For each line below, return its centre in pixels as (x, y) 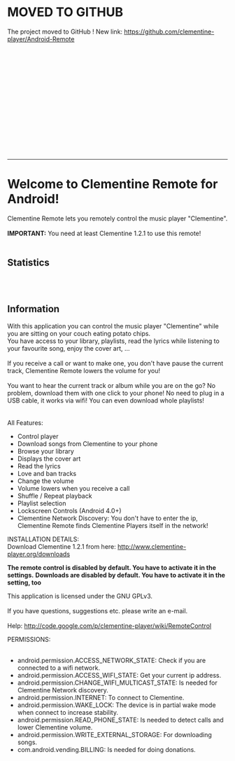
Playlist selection (42, 503)
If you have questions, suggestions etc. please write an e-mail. (98, 610)
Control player (38, 436)
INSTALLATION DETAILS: (43, 539)
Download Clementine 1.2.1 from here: (62, 546)
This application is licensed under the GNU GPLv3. (80, 596)
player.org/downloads (39, 554)
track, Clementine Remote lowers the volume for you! (84, 370)
